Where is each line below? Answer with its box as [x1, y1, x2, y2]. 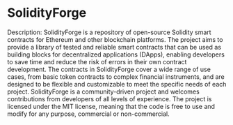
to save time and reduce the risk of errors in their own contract [7, 57, 187, 66]
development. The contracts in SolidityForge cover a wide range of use [7, 65, 211, 73]
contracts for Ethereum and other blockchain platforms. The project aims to [7, 35, 223, 43]
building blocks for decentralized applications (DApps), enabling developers [7, 50, 225, 59]
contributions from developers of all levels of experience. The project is [7, 94, 212, 103]
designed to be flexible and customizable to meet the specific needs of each [7, 80, 227, 88]
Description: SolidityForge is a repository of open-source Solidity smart [7, 28, 211, 36]
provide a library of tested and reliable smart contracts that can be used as [7, 43, 221, 51]
